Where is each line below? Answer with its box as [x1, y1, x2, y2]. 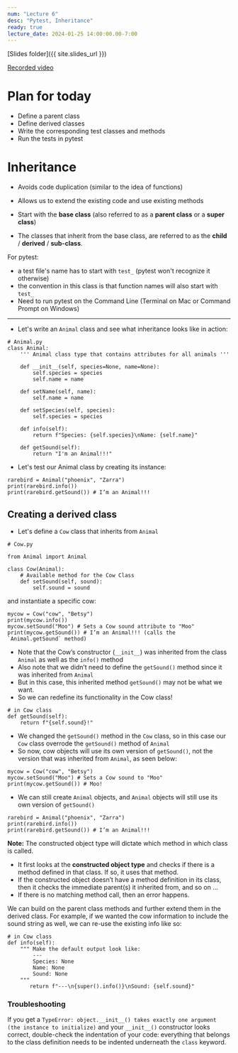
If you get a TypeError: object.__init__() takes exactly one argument [7, 1015, 217, 1024]
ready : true [7, 23, 42, 31]
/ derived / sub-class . [17, 239, 83, 248]
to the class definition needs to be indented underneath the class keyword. [7, 1038, 227, 1047]
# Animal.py [7, 339, 42, 346]
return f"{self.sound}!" [20, 719, 93, 726]
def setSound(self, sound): [20, 578, 103, 585]
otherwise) [17, 274, 50, 283]
